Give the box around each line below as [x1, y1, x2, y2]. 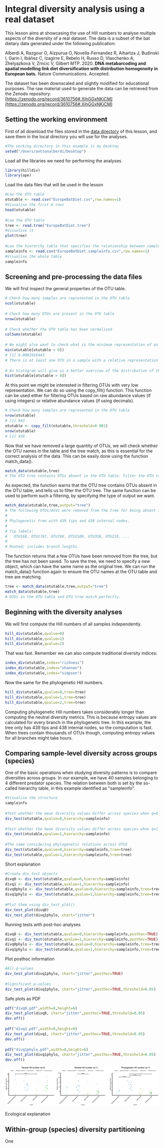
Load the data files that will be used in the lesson [5, 182, 103, 188]
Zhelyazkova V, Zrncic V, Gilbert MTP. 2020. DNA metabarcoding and [5, 60, 146, 66]
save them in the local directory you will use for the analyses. [5, 133, 128, 139]
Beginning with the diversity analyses [5, 608, 123, 616]
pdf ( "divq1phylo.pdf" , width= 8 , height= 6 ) [5, 1047, 89, 1052]
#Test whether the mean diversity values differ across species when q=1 [5, 826, 159, 831]
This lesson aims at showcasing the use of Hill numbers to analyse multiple [5, 30, 156, 36]
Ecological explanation [5, 1111, 50, 1117]
